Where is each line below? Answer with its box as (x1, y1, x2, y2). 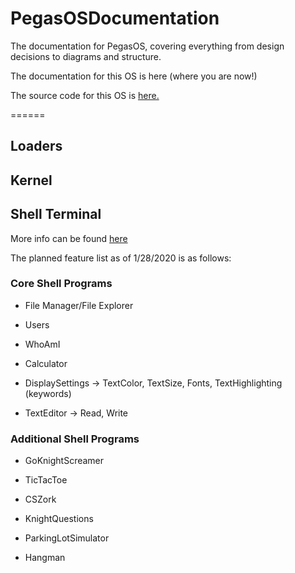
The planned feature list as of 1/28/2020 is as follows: (10, 252, 232, 264)
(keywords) (24, 387, 72, 399)
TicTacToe (24, 474, 68, 486)
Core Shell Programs (10, 277, 113, 291)
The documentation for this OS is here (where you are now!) (10, 70, 258, 82)
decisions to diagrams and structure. (10, 50, 162, 62)
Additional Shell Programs (10, 432, 140, 446)
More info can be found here (10, 232, 128, 244)
